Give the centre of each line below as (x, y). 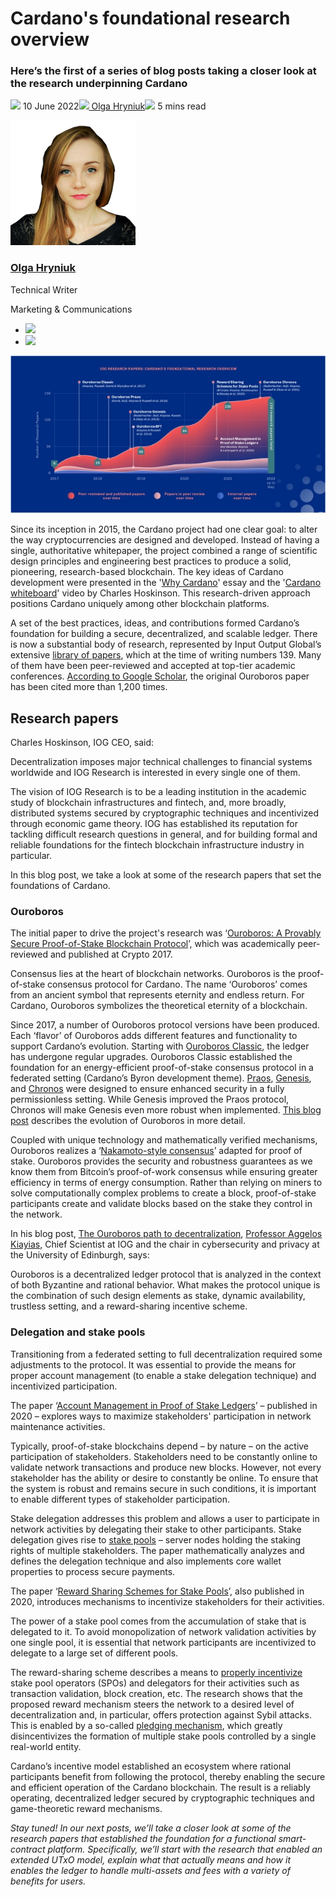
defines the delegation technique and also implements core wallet (146, 1561)
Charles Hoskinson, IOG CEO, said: (82, 742)
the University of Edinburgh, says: (80, 1255)
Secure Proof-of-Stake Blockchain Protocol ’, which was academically (153, 944)
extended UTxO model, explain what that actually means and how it (150, 1859)
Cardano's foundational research (150, 18)
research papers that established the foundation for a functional (143, 1838)
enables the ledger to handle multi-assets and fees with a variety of (150, 1870)
